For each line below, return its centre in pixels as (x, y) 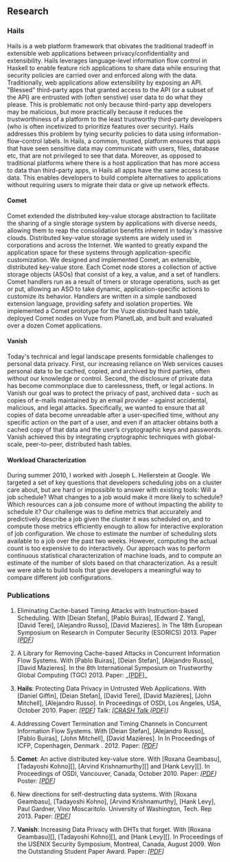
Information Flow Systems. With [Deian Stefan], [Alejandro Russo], (111, 731)
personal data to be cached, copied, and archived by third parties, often (109, 371)
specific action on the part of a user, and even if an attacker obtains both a (113, 422)
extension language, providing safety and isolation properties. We (100, 303)
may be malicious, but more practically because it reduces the (95, 111)
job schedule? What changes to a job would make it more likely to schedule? (115, 497)
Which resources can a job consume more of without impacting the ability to (115, 504)
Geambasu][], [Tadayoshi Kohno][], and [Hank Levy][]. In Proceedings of (120, 837)
